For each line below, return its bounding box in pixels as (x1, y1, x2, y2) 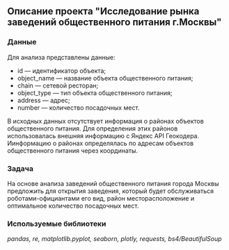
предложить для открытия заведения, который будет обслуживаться (7, 187, 214, 195)
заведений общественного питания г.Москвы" (7, 17, 222, 28)
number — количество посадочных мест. (17, 103, 140, 112)
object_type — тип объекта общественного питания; (17, 88, 173, 97)
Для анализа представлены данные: (7, 53, 116, 61)
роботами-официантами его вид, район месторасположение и (7, 194, 195, 202)
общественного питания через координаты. (7, 146, 138, 155)
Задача (7, 163, 33, 173)
